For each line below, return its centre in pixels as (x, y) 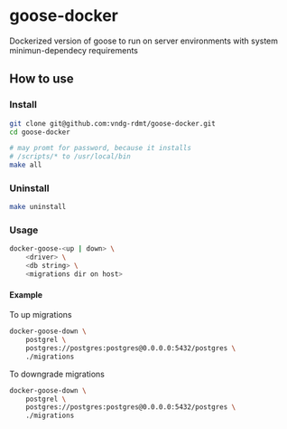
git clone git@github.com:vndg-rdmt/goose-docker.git (113, 123)
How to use (42, 79)
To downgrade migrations (57, 374)
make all (26, 165)
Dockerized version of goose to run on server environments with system (143, 41)
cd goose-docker (40, 132)
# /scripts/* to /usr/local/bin (70, 157)
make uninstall (38, 207)
